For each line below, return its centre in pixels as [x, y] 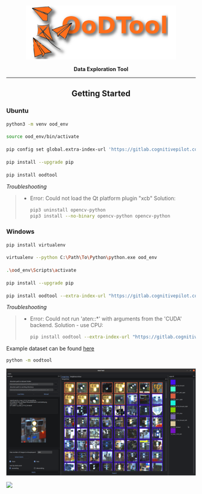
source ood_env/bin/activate [43, 137]
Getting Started [101, 94]
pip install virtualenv [36, 245]
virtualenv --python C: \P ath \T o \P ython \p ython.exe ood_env [82, 258]
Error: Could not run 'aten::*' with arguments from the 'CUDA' [106, 319]
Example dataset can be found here [50, 349]
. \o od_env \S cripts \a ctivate [41, 270]
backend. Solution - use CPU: [66, 325]
